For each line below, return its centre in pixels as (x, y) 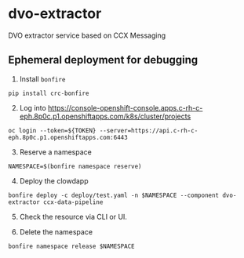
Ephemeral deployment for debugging (103, 60)
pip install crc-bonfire (49, 93)
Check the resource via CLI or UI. (73, 216)
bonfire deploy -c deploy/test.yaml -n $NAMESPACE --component (114, 195)
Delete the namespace (56, 231)
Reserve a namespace (55, 152)
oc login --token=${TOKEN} (52, 130)
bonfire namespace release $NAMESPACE (71, 246)
